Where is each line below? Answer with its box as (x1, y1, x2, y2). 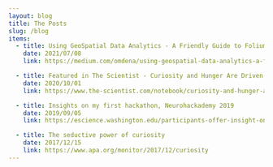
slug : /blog (8, 27, 49, 35)
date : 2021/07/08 (23, 49, 82, 58)
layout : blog (8, 11, 53, 20)
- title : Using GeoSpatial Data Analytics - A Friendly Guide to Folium (15, 42, 267, 50)
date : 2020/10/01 (23, 79, 82, 88)
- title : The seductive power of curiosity (15, 131, 165, 139)
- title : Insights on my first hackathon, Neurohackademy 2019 (15, 101, 234, 109)
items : (8, 34, 31, 43)
